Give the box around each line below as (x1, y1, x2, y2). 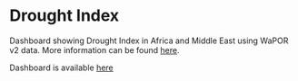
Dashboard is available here (9, 62, 114, 73)
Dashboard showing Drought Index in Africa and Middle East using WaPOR (9, 35, 289, 46)
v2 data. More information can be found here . (9, 44, 180, 55)
